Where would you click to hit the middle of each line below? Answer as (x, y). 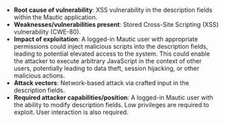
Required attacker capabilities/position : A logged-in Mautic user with (113, 98)
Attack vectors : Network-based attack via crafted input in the (101, 83)
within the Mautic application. (55, 17)
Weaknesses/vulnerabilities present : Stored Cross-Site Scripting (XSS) (116, 24)
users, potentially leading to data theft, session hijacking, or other (106, 68)
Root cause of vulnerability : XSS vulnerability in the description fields (113, 10)
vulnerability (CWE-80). (47, 32)
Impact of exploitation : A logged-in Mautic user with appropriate (106, 39)
